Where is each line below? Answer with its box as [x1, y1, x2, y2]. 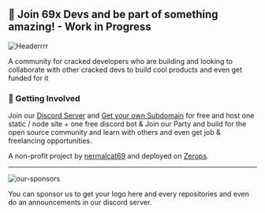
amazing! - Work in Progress [8, 21, 151, 34]
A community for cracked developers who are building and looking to [8, 56, 233, 65]
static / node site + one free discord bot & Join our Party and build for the [8, 119, 247, 129]
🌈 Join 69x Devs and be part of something [8, 8, 218, 21]
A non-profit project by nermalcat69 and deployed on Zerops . [8, 151, 209, 161]
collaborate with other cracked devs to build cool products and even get [8, 65, 243, 74]
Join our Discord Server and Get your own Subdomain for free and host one [8, 111, 255, 121]
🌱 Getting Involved [8, 92, 80, 103]
